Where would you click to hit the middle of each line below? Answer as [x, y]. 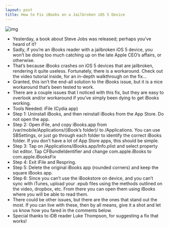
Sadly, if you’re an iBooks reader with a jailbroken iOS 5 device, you [82, 49]
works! [19, 221]
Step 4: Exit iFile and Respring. [44, 162]
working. [22, 103]
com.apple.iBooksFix [34, 156]
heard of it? [24, 44]
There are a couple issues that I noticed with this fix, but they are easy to [88, 92]
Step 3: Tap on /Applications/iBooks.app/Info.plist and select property [85, 146]
